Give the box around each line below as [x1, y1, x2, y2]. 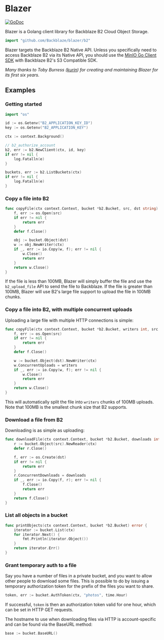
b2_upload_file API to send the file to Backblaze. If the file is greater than [5, 284, 153, 289]
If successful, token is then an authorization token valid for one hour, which [5, 602, 156, 608]
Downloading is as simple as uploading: [5, 427, 85, 433]
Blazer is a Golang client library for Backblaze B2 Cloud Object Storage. [5, 28, 149, 34]
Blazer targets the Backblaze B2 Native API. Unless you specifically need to [5, 47, 157, 53]
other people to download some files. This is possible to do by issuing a [5, 578, 149, 584]
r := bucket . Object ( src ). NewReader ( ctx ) [14, 441, 97, 446]
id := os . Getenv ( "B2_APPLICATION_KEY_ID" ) [5, 121, 93, 126]
